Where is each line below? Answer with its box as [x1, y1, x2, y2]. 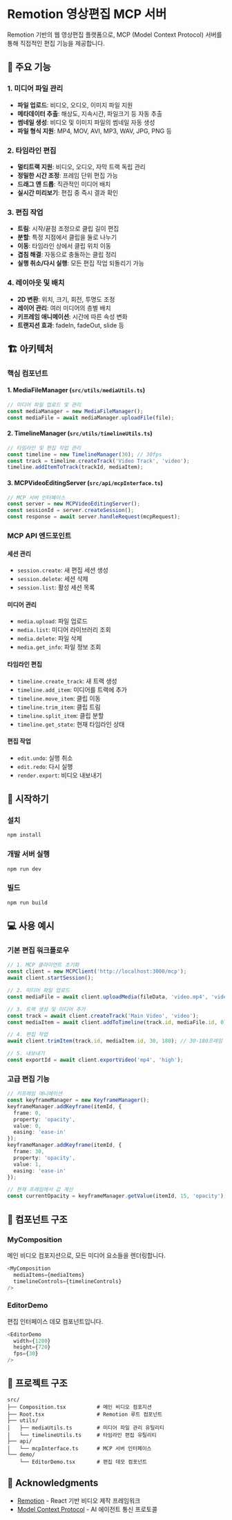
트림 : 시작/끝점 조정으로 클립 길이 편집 [17, 225, 119, 233]
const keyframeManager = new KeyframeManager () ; [7, 1096, 150, 1104]
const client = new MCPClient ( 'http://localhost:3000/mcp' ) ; [7, 968, 187, 975]
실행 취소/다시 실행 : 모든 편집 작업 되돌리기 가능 [17, 259, 145, 267]
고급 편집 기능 [7, 1074, 50, 1083]
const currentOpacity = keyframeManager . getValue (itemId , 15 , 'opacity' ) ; [7, 1193, 227, 1199]
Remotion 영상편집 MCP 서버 [7, 6, 167, 22]
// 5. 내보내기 [7, 1050, 45, 1057]
